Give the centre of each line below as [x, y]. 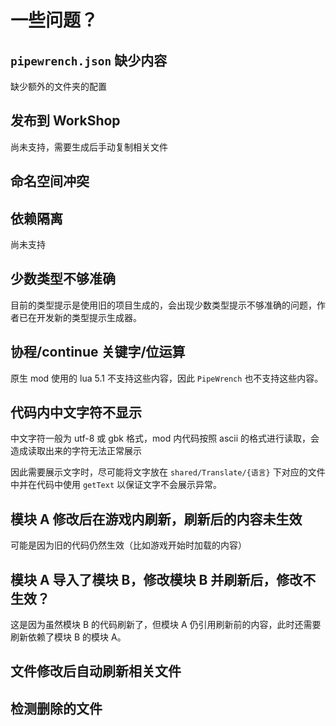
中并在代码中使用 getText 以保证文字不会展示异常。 [116, 485]
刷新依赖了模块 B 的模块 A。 [68, 637]
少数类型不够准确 [63, 279]
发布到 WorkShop [65, 121]
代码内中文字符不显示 [76, 412]
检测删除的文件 [56, 708]
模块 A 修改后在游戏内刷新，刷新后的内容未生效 [156, 519]
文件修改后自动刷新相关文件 [96, 671]
